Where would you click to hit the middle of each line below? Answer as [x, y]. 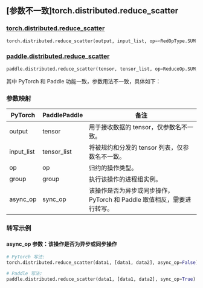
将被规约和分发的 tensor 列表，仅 [136, 148]
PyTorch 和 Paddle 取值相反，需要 [137, 200]
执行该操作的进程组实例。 [125, 179]
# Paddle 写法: [24, 274]
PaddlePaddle [63, 115]
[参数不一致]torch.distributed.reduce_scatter [92, 11]
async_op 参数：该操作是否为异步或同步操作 [62, 244]
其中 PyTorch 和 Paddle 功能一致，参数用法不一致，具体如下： [84, 81]
